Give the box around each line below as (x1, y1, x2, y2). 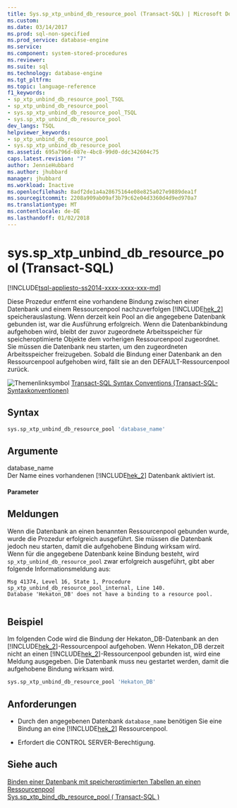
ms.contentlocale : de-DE (7, 208, 80, 215)
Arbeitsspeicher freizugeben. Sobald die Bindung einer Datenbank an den (7, 350, 222, 358)
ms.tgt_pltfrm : (7, 76, 52, 84)
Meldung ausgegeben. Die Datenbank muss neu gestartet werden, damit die (7, 657, 229, 666)
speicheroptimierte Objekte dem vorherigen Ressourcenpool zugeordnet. (7, 334, 220, 343)
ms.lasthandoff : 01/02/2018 (7, 215, 90, 222)
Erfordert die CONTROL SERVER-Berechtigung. (17, 738, 156, 747)
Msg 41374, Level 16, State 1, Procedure (7, 578, 131, 585)
